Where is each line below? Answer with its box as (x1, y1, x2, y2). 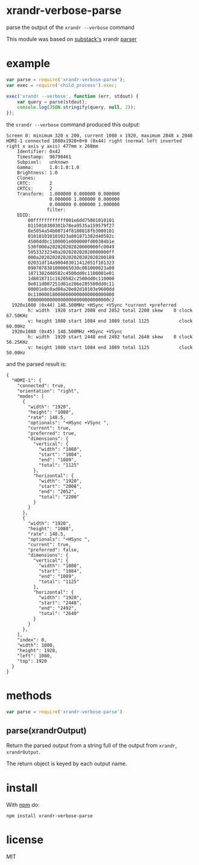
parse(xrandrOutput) (6, 726, 87, 736)
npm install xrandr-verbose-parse (6, 812, 93, 819)
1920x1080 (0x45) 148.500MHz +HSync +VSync (11, 329, 122, 335)
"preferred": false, (28, 547, 80, 553)
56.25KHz (6, 340, 28, 346)
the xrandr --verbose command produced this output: (6, 121, 141, 128)
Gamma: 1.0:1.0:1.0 (17, 165, 80, 171)
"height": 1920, (17, 648, 58, 654)
